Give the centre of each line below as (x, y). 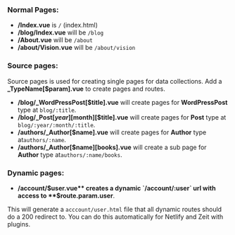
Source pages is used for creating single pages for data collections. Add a (115, 81)
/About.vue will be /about (55, 40)
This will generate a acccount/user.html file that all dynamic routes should (115, 209)
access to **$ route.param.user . (66, 196)
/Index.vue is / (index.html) (58, 25)
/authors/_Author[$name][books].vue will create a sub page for (112, 147)
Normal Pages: (33, 10)
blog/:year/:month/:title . (56, 125)
